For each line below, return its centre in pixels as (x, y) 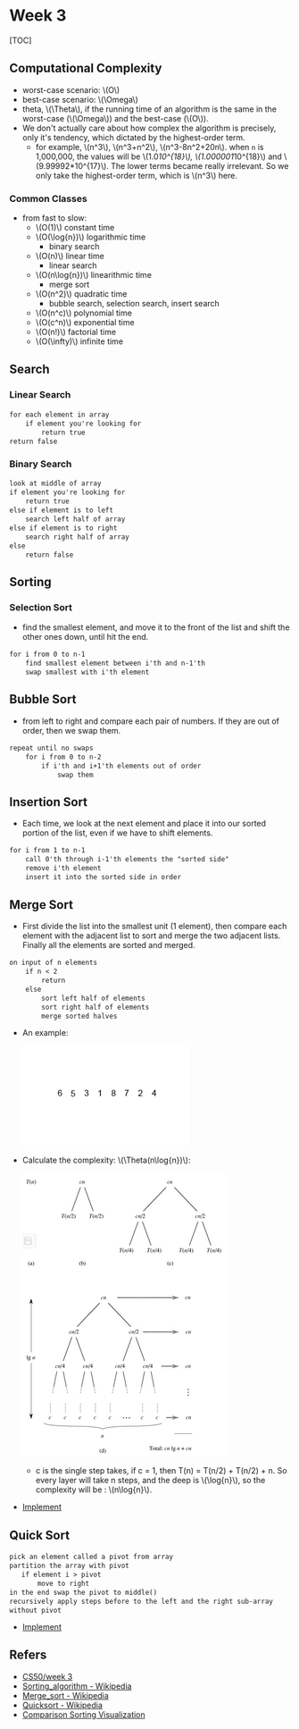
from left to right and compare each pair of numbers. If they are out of (150, 721)
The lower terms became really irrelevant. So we (200, 165)
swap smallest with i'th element (87, 672)
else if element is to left (62, 510)
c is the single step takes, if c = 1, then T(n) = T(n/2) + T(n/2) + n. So (161, 1471)
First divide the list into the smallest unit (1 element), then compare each (154, 927)
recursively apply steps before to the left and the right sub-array (141, 1601)
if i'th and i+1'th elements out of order (121, 766)
